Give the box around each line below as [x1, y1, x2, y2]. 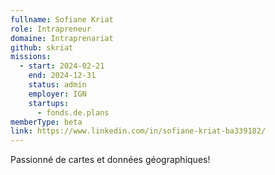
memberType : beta [10, 117, 83, 127]
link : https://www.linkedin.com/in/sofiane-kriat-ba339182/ [10, 126, 267, 136]
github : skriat [10, 42, 74, 53]
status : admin [28, 80, 87, 90]
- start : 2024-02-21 [19, 61, 105, 71]
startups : [28, 98, 70, 108]
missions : [10, 52, 52, 62]
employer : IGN [28, 89, 87, 99]
